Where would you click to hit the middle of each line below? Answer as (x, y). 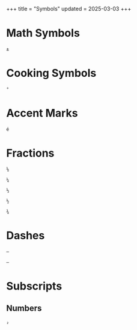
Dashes (26, 235)
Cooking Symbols (51, 73)
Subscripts (34, 286)
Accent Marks (42, 113)
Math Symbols (43, 33)
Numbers (24, 309)
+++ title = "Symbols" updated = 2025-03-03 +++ (69, 9)
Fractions (30, 153)
